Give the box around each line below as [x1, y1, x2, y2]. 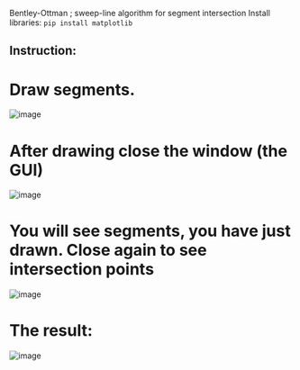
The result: [9, 320, 93, 341]
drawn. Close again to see [9, 240, 207, 260]
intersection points [9, 259, 155, 280]
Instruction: [9, 43, 77, 59]
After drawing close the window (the [9, 140, 288, 161]
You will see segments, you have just [9, 221, 291, 241]
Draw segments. [9, 79, 135, 100]
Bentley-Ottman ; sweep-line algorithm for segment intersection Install [9, 8, 270, 18]
